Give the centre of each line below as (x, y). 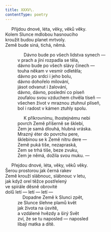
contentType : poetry (27, 15)
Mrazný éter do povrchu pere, (48, 134)
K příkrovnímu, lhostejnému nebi (57, 118)
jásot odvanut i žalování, (42, 87)
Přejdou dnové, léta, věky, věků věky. (50, 165)
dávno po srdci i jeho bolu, (45, 76)
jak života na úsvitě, (38, 208)
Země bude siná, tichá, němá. (36, 45)
